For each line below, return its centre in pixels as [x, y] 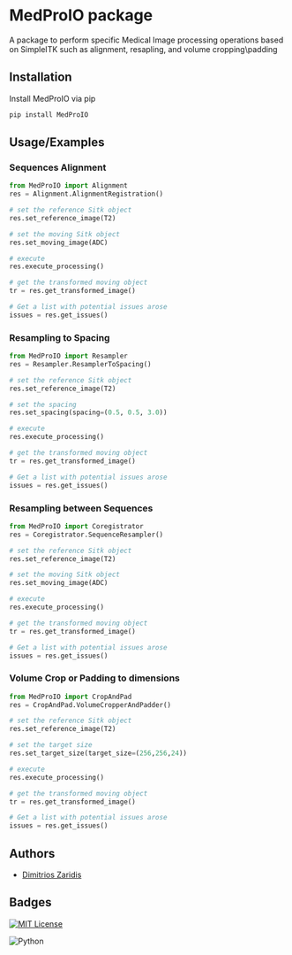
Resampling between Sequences [81, 508]
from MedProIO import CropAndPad [71, 697]
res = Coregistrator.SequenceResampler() [86, 535]
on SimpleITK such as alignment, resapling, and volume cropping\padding [143, 49]
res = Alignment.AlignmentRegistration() [86, 194]
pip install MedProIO [49, 115]
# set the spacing [43, 404]
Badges [30, 902]
